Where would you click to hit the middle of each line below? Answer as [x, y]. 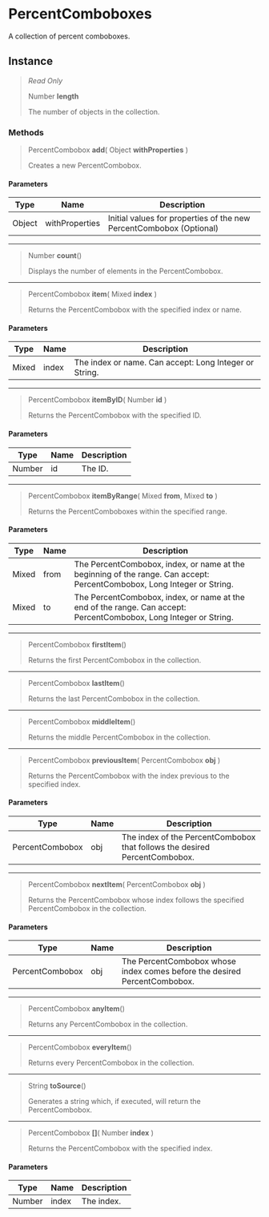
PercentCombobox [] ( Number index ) [91, 1133]
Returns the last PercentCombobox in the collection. [114, 699]
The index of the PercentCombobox [189, 837]
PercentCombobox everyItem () [80, 1047]
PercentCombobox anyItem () [76, 1009]
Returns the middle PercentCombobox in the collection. [119, 737]
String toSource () [57, 1086]
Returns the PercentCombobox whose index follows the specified [136, 900]
